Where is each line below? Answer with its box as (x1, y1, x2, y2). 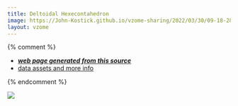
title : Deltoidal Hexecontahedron (7, 10, 110, 18)
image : (7, 17, 27, 24)
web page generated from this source (17, 57, 132, 65)
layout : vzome (7, 23, 50, 30)
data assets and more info (17, 64, 94, 73)
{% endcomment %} (7, 78, 67, 86)
